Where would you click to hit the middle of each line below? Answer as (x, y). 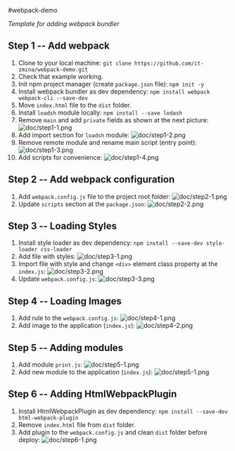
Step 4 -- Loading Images (65, 301)
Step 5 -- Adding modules (66, 348)
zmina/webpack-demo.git (53, 70)
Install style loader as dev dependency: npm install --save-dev (110, 243)
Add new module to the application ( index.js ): (85, 372)
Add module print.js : (50, 364)
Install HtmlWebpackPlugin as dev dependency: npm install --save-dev (123, 411)
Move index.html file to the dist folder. (75, 105)
